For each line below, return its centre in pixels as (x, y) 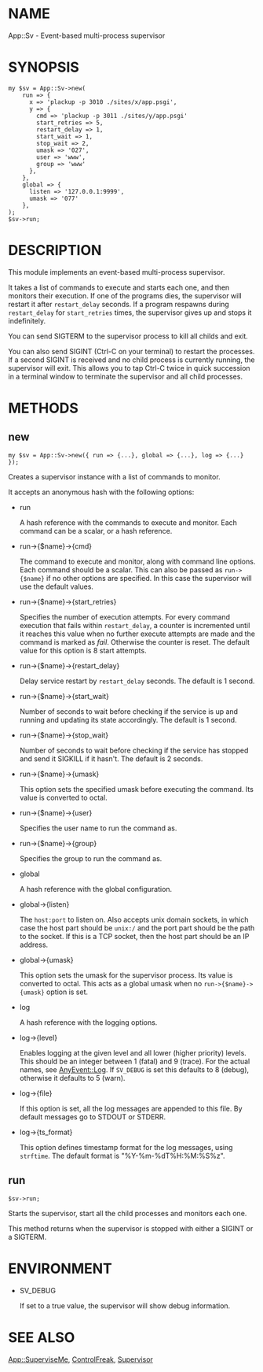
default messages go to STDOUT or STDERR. (93, 1117)
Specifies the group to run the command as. (91, 858)
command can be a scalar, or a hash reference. (96, 531)
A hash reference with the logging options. (88, 1022)
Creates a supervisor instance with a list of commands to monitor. (115, 476)
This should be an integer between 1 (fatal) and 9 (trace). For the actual (135, 1061)
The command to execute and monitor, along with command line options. (137, 561)
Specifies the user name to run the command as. (98, 828)
